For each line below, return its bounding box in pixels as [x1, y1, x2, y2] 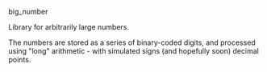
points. [8, 55, 31, 64]
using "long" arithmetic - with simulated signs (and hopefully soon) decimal [8, 46, 260, 55]
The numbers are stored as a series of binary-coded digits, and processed [8, 38, 256, 47]
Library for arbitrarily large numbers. [8, 22, 129, 31]
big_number [8, 7, 48, 16]
